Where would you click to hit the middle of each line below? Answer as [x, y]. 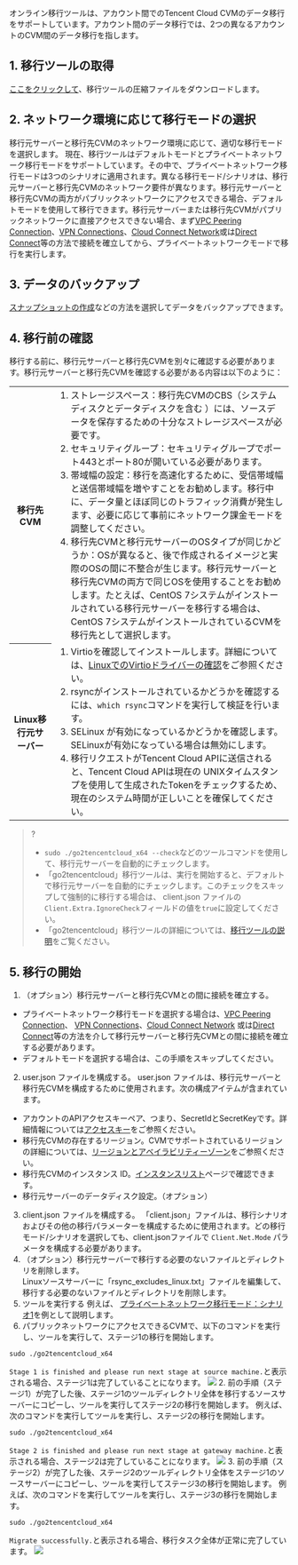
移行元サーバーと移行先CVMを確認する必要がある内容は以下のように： [153, 372]
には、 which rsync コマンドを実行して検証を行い [171, 705]
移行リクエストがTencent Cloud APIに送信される [172, 759]
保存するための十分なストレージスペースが [185, 422]
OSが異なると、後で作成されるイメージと [183, 555]
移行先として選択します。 [123, 635]
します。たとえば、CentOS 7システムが [153, 595]
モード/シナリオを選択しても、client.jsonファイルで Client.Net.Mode [146, 1237]
